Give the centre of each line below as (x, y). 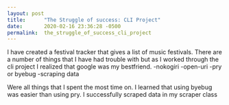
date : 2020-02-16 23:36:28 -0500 (64, 26)
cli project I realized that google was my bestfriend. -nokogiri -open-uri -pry (114, 67)
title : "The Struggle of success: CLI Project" (84, 20)
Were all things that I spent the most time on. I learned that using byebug (110, 87)
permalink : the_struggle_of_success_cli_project (80, 33)
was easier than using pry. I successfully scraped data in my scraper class (112, 95)
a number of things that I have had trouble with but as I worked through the (113, 60)
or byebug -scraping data (43, 74)
